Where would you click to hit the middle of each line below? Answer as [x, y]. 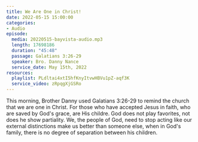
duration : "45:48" [35, 51]
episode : [17, 34]
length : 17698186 [33, 45]
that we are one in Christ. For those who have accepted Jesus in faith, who [98, 107]
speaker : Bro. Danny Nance [45, 61]
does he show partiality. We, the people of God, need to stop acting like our [99, 120]
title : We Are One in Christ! [44, 12]
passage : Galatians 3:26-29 [47, 56]
